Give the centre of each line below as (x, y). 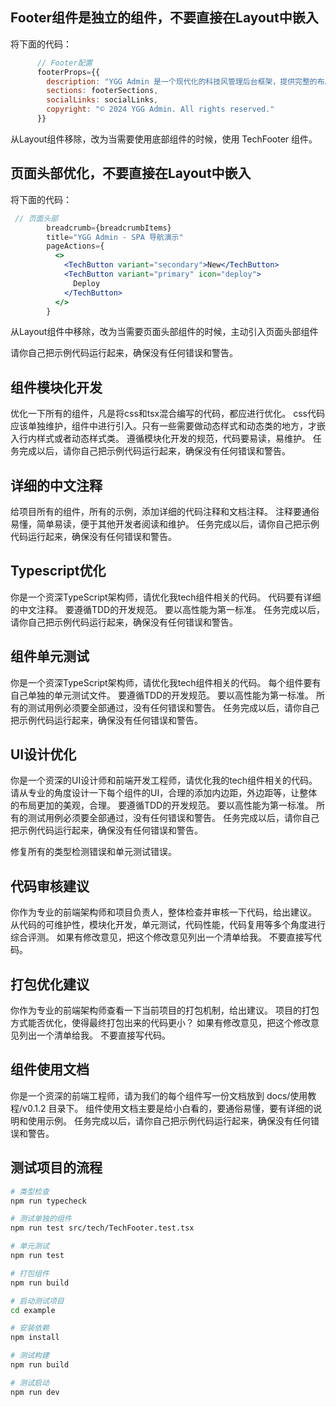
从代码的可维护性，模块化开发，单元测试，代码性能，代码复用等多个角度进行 (168, 925)
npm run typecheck (48, 1201)
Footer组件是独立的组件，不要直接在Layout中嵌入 (164, 18)
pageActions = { (75, 246)
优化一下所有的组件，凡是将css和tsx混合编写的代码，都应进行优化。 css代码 (167, 414)
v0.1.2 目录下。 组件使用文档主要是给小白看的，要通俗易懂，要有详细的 (168, 1108)
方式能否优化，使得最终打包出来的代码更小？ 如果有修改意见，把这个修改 (160, 1023)
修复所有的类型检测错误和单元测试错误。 (93, 852)
